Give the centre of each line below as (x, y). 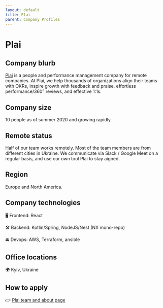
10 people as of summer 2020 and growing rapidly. (59, 120)
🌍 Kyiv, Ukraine (22, 270)
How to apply (27, 287)
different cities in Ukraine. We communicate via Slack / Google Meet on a (82, 153)
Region (17, 175)
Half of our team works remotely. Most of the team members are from (78, 148)
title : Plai (18, 15)
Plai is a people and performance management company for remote (76, 75)
